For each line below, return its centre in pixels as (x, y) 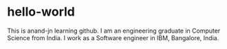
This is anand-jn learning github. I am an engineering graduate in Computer (114, 31)
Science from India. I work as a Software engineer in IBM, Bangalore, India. (113, 37)
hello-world (41, 12)
